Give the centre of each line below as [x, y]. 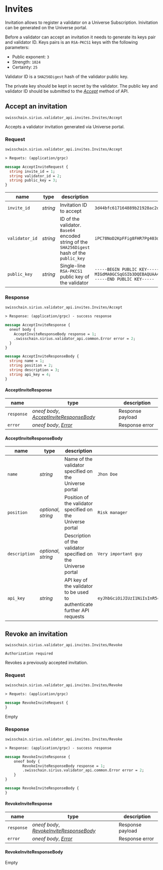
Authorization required [29, 653]
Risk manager [113, 513]
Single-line [73, 266]
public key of [75, 277]
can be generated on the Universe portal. [46, 27]
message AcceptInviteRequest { [37, 167]
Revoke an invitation [36, 634]
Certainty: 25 [25, 67]
